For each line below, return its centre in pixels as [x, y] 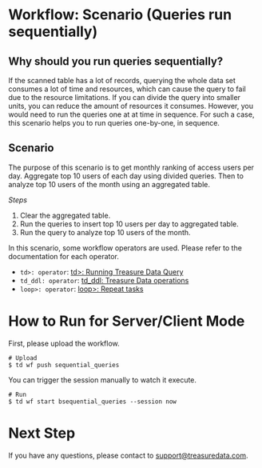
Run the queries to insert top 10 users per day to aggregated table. [129, 224]
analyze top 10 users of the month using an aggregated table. [109, 184]
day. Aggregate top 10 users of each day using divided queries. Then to [126, 176]
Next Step [42, 433]
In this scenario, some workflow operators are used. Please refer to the [125, 248]
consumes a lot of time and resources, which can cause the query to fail [127, 89]
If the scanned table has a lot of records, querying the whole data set [122, 80]
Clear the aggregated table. [65, 215]
